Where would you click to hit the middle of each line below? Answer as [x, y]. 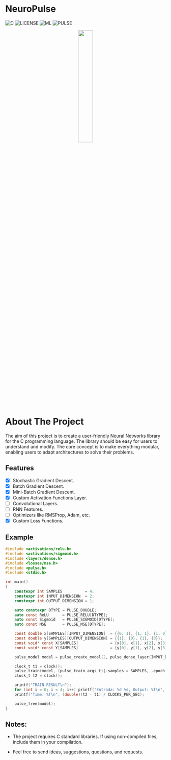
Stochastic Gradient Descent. [44, 480]
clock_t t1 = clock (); [38, 666]
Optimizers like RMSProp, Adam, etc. [51, 515]
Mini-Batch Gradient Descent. [44, 492]
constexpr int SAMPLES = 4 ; [54, 591]
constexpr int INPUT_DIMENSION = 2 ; [54, 596]
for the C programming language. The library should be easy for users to [81, 441]
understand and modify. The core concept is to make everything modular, [82, 446]
